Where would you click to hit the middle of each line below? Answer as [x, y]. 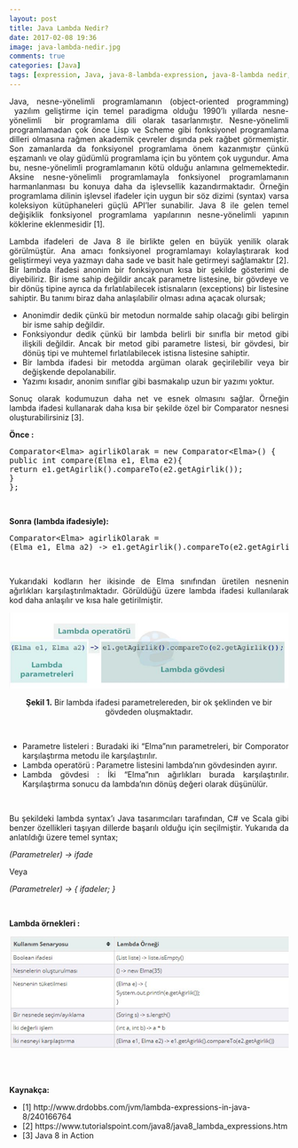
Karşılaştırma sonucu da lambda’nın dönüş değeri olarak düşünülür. [145, 784]
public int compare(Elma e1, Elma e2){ [96, 460]
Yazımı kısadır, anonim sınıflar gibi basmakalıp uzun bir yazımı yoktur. [148, 381]
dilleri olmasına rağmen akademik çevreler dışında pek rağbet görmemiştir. [149, 139]
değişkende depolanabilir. [69, 371]
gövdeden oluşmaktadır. [149, 712]
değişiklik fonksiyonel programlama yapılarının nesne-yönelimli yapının [149, 214]
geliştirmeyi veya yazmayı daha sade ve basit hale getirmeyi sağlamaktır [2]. [149, 260]
